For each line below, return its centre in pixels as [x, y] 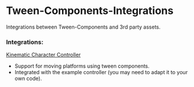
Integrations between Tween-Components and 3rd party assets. [83, 27]
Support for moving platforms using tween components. [82, 66]
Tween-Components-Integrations [90, 11]
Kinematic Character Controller [43, 55]
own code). [28, 79]
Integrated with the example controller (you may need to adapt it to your [101, 72]
